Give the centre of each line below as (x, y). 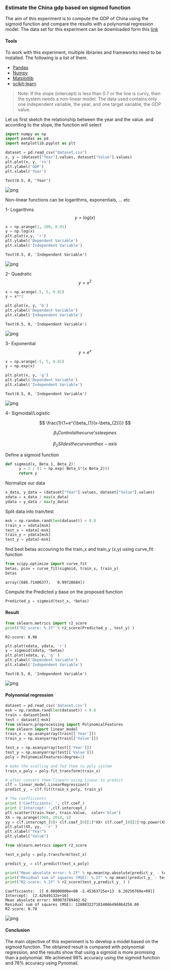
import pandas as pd (27, 139)
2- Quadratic (18, 274)
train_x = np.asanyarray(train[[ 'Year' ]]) (51, 734)
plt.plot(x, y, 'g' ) (27, 375)
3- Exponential (20, 343)
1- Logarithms (20, 210)
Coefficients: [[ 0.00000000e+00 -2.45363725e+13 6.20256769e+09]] (80, 892)
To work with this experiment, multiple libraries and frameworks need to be (83, 52)
